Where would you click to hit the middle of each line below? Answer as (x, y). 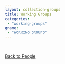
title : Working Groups (28, 14)
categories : (17, 19)
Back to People (20, 56)
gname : (12, 28)
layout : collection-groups (33, 10)
